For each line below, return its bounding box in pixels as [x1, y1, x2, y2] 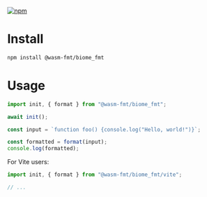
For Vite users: [7, 158, 49, 166]
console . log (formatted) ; [7, 145, 79, 152]
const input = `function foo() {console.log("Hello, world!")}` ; [7, 126, 201, 133]
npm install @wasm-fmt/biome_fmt [7, 54, 105, 61]
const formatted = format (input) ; [7, 138, 108, 146]
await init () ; [7, 113, 49, 120]
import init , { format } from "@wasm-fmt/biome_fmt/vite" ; [7, 171, 183, 178]
